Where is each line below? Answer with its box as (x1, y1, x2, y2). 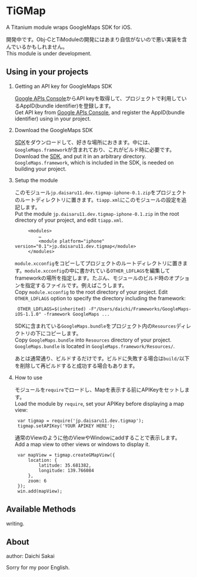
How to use (14, 373, 43, 381)
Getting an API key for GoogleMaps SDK (14, 83, 112, 90)
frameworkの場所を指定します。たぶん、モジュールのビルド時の (14, 274, 169, 281)
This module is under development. (6, 50, 92, 57)
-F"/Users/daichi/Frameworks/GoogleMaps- (88, 306, 192, 312)
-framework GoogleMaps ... (44, 311, 110, 317)
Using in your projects (6, 67, 89, 77)
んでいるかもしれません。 (6, 43, 68, 50)
